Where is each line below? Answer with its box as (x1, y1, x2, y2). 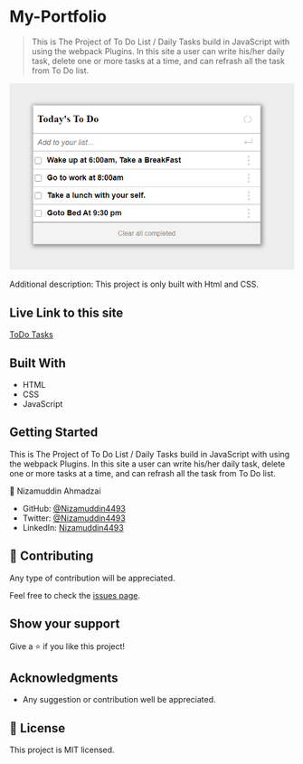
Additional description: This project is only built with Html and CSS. (9, 278, 260, 290)
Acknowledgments (9, 670, 119, 685)
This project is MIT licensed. (9, 744, 115, 756)
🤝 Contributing (9, 549, 94, 564)
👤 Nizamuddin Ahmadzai (9, 486, 101, 496)
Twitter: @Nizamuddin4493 (22, 513, 127, 523)
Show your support (9, 617, 120, 632)
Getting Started (9, 425, 99, 440)
